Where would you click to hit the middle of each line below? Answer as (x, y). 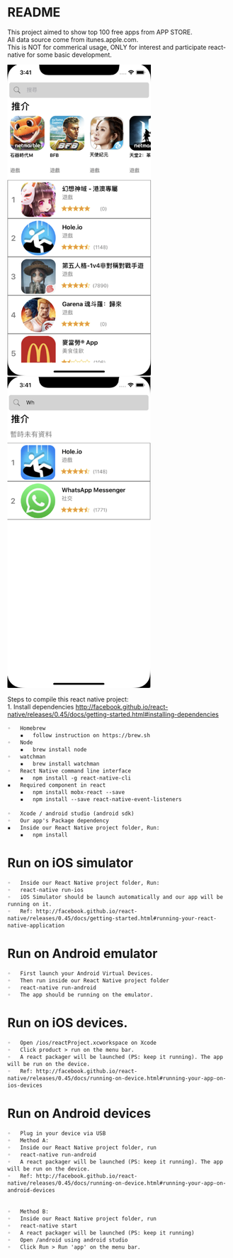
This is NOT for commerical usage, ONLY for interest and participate (107, 47)
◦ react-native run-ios (45, 890)
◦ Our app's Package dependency (58, 821)
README (34, 12)
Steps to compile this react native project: (68, 699)
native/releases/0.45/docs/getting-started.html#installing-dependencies (113, 714)
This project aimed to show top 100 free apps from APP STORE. (100, 32)
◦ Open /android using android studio (68, 1240)
